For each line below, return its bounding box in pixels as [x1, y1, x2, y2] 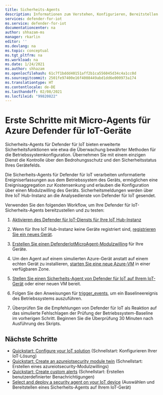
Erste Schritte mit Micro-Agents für [5, 115, 151, 126]
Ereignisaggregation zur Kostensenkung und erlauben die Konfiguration [5, 182, 149, 188]
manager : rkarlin [5, 35, 41, 40]
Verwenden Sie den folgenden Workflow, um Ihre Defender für [5, 202, 131, 208]
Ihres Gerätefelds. [5, 162, 41, 168]
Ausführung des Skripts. [12, 321, 61, 326]
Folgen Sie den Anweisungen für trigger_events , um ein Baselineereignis [12, 290, 158, 296]
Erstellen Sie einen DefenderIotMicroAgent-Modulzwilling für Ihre [12, 241, 143, 247]
